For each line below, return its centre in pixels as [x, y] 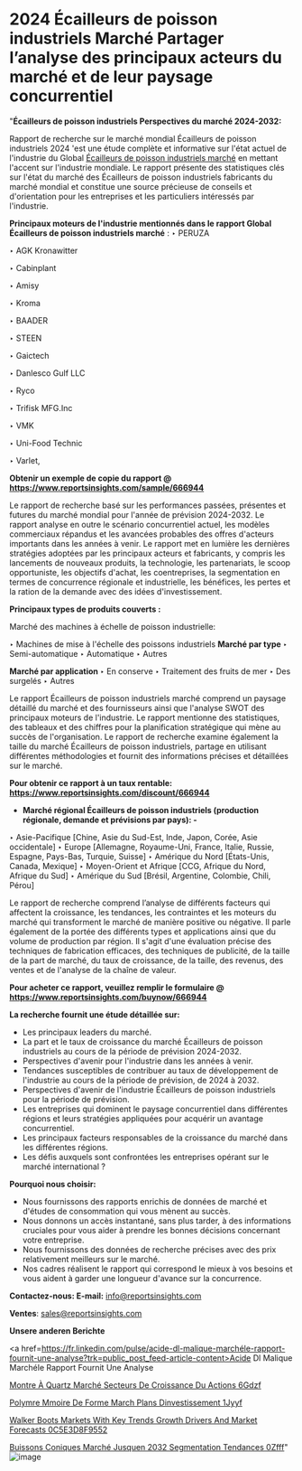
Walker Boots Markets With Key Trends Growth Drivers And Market [133, 1419]
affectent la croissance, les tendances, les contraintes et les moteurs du [143, 912]
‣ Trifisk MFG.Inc [41, 408]
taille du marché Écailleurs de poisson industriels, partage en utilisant [138, 746]
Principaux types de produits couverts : [85, 609]
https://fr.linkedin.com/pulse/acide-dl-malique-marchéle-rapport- [163, 1348]
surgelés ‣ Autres [42, 680]
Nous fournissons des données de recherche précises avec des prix [149, 1249]
